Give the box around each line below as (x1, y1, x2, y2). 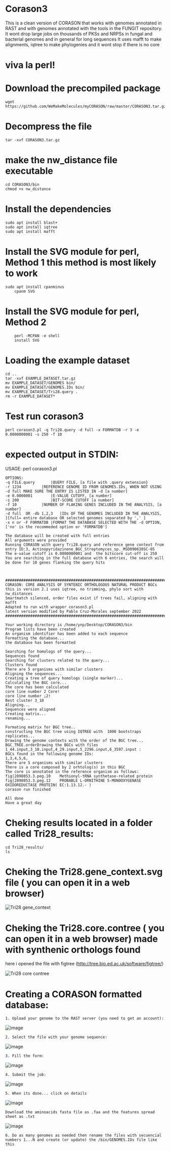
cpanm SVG (14, 288, 35, 294)
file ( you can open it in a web (5, 877, 131, 888)
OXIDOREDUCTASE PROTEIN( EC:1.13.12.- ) (5, 782, 92, 787)
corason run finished (5, 787, 51, 792)
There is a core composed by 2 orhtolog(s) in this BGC (5, 764, 125, 770)
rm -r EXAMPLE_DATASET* (5, 394, 56, 399)
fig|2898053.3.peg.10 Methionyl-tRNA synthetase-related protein (5, 774, 153, 779)
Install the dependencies (5, 203, 111, 215)
